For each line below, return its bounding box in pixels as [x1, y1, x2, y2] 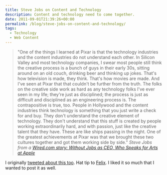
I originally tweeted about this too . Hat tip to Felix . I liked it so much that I [5, 159, 155, 165]
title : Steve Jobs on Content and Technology [5, 7, 101, 12]
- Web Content [9, 35, 39, 40]
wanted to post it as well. [5, 164, 56, 170]
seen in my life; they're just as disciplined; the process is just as [17, 91, 149, 97]
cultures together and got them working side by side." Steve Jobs [17, 139, 152, 145]
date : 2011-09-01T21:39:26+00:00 [5, 16, 75, 21]
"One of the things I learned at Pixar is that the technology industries [17, 48, 159, 55]
